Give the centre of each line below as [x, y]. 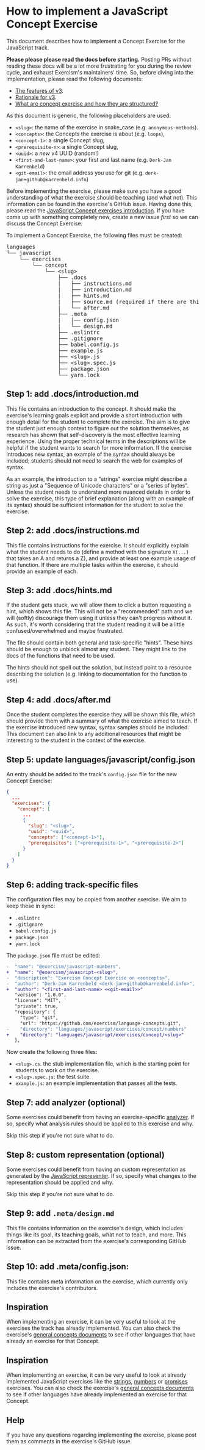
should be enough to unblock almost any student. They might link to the [96, 649]
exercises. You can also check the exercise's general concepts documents [100, 1388]
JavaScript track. [28, 48]
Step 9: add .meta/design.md [60, 1214]
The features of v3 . [39, 90]
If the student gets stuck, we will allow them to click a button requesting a [99, 605]
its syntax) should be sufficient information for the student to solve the [95, 505]
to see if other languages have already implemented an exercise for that [97, 1394]
